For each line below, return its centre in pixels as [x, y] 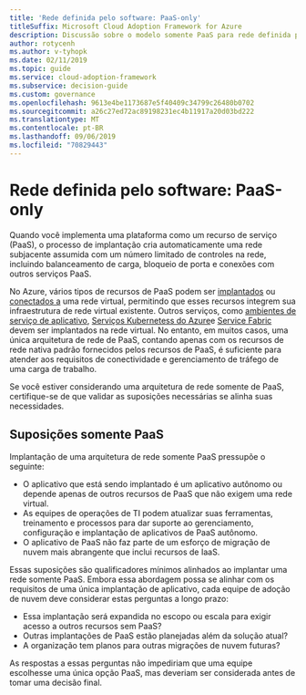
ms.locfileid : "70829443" [58, 145]
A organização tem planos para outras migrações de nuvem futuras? [151, 645]
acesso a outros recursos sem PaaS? [92, 626]
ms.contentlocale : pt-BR [56, 129]
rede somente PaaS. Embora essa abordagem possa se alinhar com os [142, 579]
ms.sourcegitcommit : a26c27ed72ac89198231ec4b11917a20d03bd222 [132, 111]
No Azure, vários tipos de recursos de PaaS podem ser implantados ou [143, 291]
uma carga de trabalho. [53, 368]
